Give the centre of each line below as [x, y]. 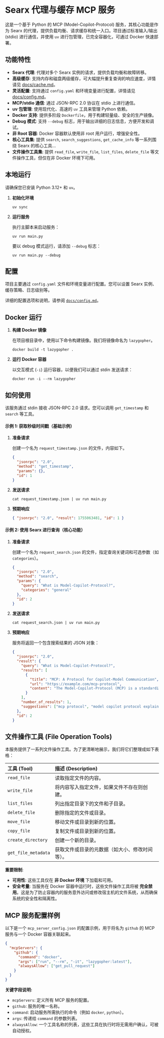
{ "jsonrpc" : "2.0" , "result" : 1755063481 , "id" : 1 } [68, 518]
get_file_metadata [29, 853]
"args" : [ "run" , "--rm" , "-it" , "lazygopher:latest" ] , [75, 962]
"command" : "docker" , [40, 957]
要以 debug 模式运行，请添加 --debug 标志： [56, 246]
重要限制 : [14, 870]
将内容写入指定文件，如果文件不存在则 [99, 788]
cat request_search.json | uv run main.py [56, 623]
